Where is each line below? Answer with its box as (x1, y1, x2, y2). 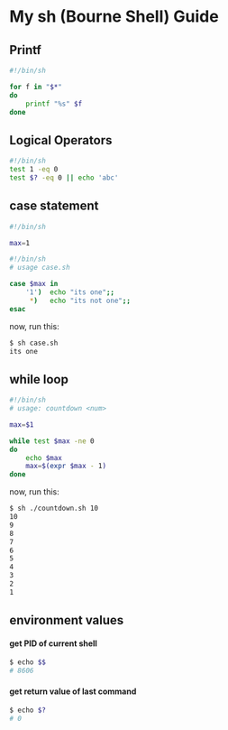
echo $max (25, 453, 63, 462)
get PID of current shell (9, 638, 97, 649)
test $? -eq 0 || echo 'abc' (9, 173, 119, 182)
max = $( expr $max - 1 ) (25, 462, 106, 471)
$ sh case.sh (9, 338, 59, 347)
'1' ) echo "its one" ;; (25, 288, 115, 297)
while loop (9, 372, 69, 387)
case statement (9, 199, 99, 214)
